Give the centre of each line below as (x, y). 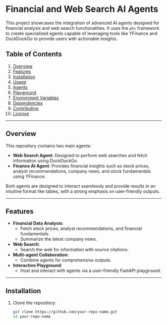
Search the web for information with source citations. (75, 250)
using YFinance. (29, 176)
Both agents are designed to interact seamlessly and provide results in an (81, 186)
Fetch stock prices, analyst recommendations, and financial (81, 228)
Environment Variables (36, 98)
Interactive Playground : (37, 266)
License (21, 113)
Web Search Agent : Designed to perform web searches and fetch (80, 155)
